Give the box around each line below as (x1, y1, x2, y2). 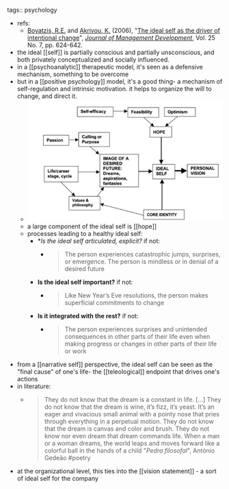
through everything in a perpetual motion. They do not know (44, 417, 214, 425)
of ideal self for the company (16, 474, 99, 482)
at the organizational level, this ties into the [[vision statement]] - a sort (16, 466, 217, 475)
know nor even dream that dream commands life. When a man (44, 431, 220, 440)
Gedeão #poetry (44, 453, 91, 462)
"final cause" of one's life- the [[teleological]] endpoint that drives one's (16, 367, 220, 376)
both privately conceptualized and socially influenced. (16, 56, 170, 64)
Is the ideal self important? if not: (37, 278, 133, 286)
